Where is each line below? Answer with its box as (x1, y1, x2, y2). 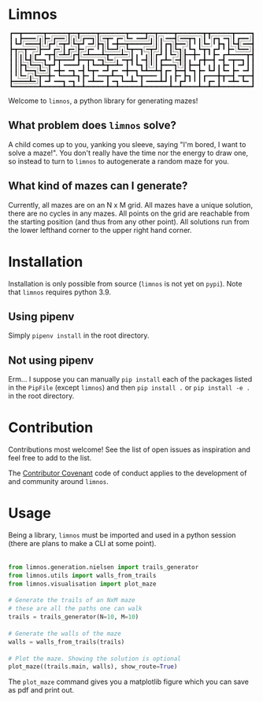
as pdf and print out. (8, 685, 75, 695)
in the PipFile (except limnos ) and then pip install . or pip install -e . (8, 383, 250, 393)
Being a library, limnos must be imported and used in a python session (8, 530, 236, 540)
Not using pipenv (8, 353, 94, 367)
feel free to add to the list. (8, 453, 92, 463)
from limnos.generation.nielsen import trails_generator (8, 563, 199, 571)
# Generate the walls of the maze (8, 630, 122, 637)
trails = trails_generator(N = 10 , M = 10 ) (8, 613, 139, 621)
